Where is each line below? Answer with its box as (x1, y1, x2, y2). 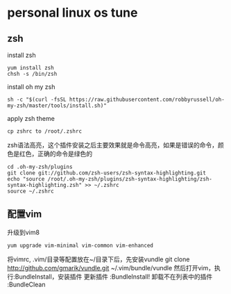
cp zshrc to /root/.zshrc (7, 128, 82, 135)
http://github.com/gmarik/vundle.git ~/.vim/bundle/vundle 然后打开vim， (7, 263, 215, 272)
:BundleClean (7, 280, 46, 288)
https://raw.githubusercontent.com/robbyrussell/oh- (69, 96, 225, 103)
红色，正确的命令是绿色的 (19, 149, 92, 158)
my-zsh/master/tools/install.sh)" (7, 102, 108, 109)
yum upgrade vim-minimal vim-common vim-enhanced (7, 242, 154, 249)
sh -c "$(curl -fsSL (7, 96, 67, 103)
